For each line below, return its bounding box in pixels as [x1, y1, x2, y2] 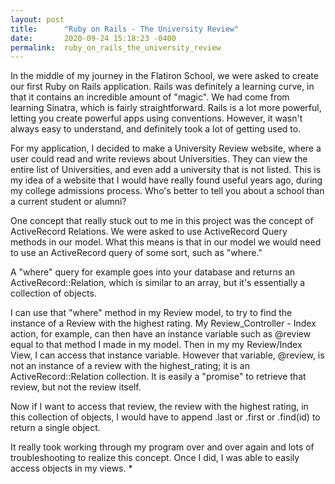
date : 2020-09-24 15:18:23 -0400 [10, 33, 177, 43]
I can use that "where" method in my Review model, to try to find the [10, 307, 293, 319]
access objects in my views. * [10, 462, 133, 475]
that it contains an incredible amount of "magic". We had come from [10, 91, 290, 103]
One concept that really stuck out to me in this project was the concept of [10, 215, 314, 227]
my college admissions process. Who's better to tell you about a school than [10, 185, 325, 197]
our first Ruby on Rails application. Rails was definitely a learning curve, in [10, 81, 315, 93]
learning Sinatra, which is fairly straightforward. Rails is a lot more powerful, [10, 102, 322, 114]
